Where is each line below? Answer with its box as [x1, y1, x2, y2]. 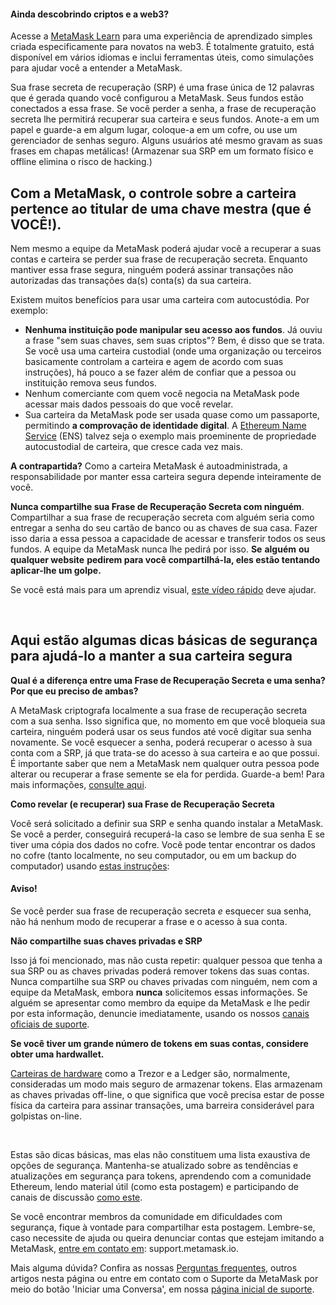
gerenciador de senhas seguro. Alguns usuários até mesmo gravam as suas [10, 135, 323, 147]
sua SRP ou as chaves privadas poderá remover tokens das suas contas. [10, 965, 310, 977]
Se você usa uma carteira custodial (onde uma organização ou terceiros [24, 345, 322, 357]
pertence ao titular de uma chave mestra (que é [10, 200, 312, 217]
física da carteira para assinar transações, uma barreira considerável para [10, 1100, 315, 1112]
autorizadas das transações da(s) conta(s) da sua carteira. [10, 275, 252, 287]
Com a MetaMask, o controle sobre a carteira [10, 185, 297, 202]
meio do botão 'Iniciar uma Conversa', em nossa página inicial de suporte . [10, 1283, 315, 1295]
